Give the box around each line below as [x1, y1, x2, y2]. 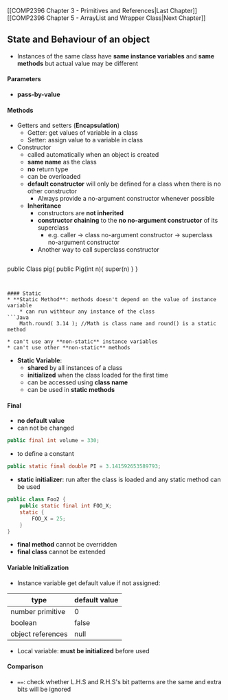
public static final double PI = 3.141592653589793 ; [7, 463, 161, 470]
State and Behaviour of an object [7, 34, 150, 45]
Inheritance [27, 201, 62, 210]
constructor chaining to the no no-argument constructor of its [37, 217, 218, 225]
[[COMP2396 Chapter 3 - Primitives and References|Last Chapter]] [7, 7, 198, 14]
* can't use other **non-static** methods [7, 344, 130, 351]
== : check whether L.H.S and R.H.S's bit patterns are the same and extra [16, 677, 222, 686]
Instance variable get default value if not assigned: [16, 578, 161, 587]
